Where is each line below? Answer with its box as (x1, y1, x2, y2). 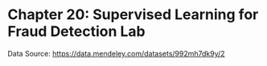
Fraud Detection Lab (7, 22, 146, 41)
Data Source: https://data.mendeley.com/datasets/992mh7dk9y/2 (7, 49, 226, 58)
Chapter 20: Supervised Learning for (7, 6, 259, 24)
